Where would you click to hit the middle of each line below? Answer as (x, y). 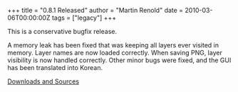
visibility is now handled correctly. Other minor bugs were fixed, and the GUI (119, 60)
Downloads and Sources (43, 81)
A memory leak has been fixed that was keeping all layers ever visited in (113, 45)
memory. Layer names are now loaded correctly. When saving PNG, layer (115, 53)
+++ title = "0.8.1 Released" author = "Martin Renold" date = (95, 10)
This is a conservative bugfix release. (62, 31)
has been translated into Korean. (55, 68)
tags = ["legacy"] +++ (84, 18)
